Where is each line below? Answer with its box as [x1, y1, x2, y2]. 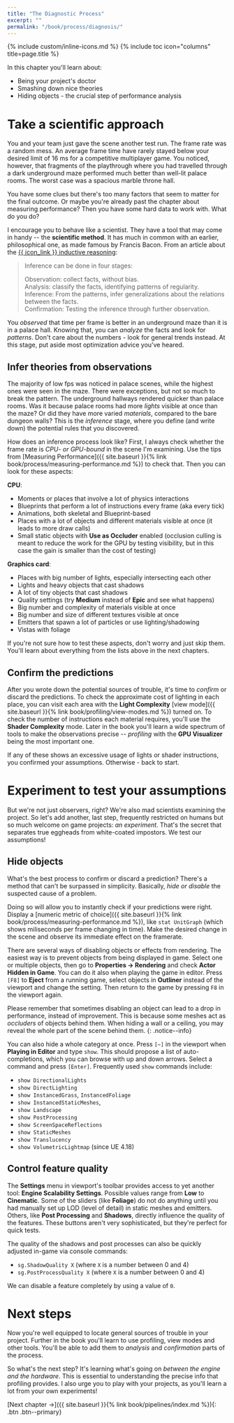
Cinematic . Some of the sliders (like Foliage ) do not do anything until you [7, 1196, 219, 1204]
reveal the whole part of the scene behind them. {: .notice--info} [7, 1026, 192, 1034]
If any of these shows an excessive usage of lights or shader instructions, [7, 751, 219, 759]
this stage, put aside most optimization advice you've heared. [7, 340, 184, 349]
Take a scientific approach [7, 116, 164, 132]
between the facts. [24, 298, 79, 306]
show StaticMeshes [17, 1129, 71, 1136]
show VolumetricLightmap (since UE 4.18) [17, 1142, 135, 1150]
